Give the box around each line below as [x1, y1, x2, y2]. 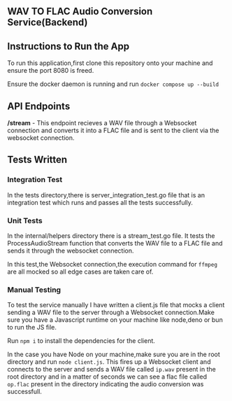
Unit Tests [7, 216, 43, 225]
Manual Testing [7, 285, 61, 295]
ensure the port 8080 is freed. [7, 66, 94, 75]
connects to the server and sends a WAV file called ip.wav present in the [7, 365, 217, 374]
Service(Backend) [7, 17, 88, 29]
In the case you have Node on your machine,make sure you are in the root [7, 350, 220, 359]
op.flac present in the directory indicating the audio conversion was [7, 380, 204, 388]
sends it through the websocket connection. [7, 246, 134, 255]
